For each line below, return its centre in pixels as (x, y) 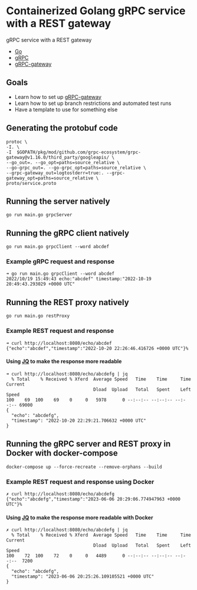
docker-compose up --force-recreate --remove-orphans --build (84, 467)
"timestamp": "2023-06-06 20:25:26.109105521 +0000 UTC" (83, 577)
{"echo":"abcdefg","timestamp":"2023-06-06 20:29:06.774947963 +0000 (93, 499)
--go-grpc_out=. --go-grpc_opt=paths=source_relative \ (76, 168)
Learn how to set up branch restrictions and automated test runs (93, 103)
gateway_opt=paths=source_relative (50, 178)
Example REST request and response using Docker (80, 482)
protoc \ (17, 142)
